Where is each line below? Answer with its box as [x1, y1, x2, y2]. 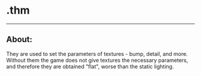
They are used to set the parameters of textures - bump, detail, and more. [6, 50, 188, 57]
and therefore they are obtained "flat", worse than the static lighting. [6, 63, 174, 70]
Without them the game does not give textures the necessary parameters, [6, 56, 188, 64]
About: [6, 34, 33, 45]
